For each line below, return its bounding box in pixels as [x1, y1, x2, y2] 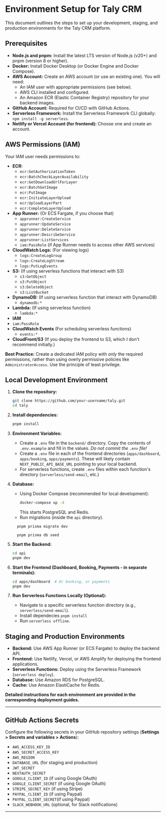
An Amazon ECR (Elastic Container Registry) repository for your [19, 94, 149, 100]
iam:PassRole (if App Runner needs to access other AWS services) [19, 242, 155, 247]
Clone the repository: [12, 389, 57, 395]
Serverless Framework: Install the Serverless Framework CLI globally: [12, 110, 156, 116]
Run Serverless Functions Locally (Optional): [12, 593, 107, 599]
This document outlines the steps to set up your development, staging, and [5, 20, 158, 26]
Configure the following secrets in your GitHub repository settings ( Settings [5, 729, 160, 735]
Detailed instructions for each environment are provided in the [5, 692, 136, 697]
